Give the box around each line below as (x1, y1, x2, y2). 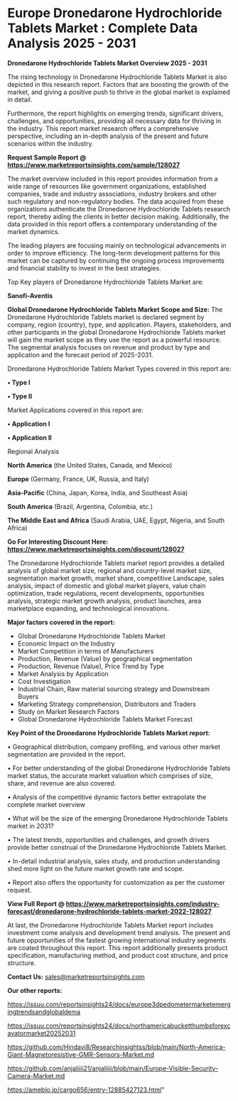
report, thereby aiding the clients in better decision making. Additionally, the (7, 212, 229, 221)
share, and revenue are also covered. (7, 779, 117, 787)
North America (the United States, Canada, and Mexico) (7, 460, 173, 469)
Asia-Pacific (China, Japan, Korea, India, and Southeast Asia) (7, 488, 188, 497)
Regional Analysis (7, 447, 60, 455)
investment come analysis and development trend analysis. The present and (7, 928, 231, 937)
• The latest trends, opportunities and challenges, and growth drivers (7, 835, 210, 844)
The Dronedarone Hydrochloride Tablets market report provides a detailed (7, 559, 225, 567)
